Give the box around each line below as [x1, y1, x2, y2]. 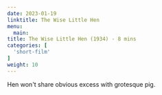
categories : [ [7, 42, 48, 49]
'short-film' [13, 49, 51, 56]
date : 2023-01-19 [7, 10, 57, 17]
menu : [7, 23, 23, 30]
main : [13, 29, 30, 36]
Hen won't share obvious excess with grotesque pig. [7, 80, 156, 88]
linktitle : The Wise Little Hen [7, 17, 100, 23]
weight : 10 [7, 61, 38, 68]
